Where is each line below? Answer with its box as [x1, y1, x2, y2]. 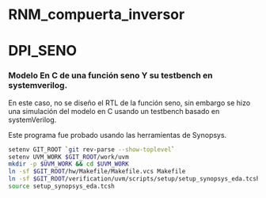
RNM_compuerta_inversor [8, 6, 185, 24]
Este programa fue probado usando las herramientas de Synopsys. [8, 130, 227, 139]
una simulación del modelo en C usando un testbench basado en [8, 106, 220, 116]
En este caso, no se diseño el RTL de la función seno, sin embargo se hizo [8, 97, 251, 108]
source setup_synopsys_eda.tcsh [8, 182, 115, 191]
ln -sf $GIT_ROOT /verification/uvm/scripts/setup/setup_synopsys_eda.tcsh [8, 175, 260, 183]
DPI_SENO [8, 42, 78, 60]
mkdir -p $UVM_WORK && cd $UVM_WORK [8, 160, 129, 168]
